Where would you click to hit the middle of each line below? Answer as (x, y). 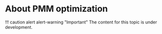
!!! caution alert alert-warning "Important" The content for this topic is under (81, 22)
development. (19, 27)
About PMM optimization (56, 9)
